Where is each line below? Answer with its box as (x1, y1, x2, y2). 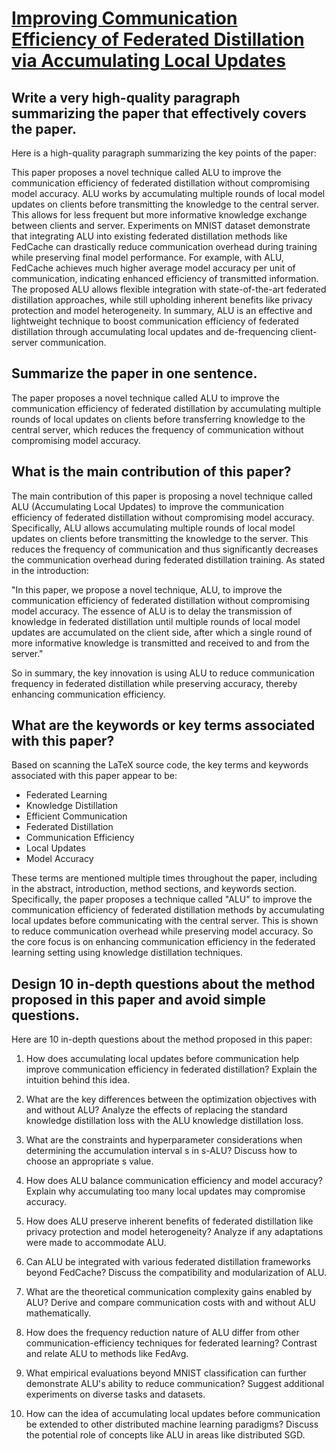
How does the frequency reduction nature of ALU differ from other (25, 1327, 300, 1339)
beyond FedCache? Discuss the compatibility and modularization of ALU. (25, 1267, 327, 1279)
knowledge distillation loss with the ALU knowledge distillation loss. (25, 1115, 304, 1127)
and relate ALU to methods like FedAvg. (25, 1348, 189, 1360)
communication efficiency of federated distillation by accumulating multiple (11, 402, 322, 414)
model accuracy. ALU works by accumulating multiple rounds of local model (11, 188, 326, 199)
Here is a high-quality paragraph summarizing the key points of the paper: (11, 147, 317, 159)
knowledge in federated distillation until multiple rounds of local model (11, 615, 301, 627)
